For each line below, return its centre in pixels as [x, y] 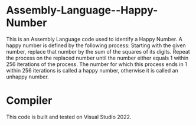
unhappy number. [27, 77]
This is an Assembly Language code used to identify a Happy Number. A [94, 39]
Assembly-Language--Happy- [82, 10]
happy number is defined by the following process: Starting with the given [96, 45]
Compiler [29, 101]
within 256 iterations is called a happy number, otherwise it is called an [92, 70]
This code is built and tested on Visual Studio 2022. [69, 117]
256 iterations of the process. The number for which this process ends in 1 [97, 64]
